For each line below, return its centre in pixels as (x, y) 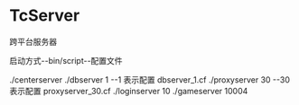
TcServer (45, 16)
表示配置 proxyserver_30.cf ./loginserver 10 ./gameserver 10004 (129, 91)
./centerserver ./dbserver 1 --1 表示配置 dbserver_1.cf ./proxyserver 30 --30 (150, 79)
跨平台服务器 (33, 41)
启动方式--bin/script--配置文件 (66, 60)
